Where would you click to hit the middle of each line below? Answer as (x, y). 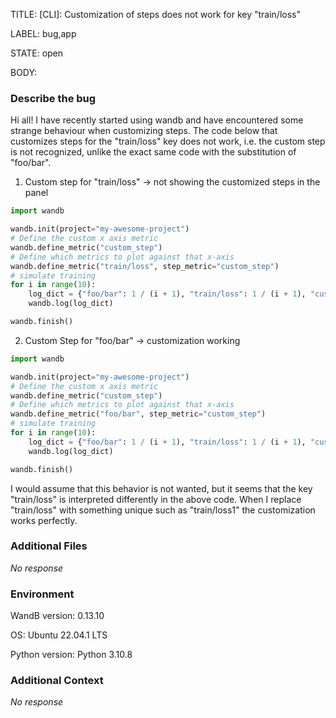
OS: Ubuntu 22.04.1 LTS (59, 635)
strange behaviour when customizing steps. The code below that (144, 131)
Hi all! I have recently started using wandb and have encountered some (157, 120)
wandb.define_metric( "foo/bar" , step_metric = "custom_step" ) (138, 414)
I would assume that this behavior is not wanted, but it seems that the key (161, 488)
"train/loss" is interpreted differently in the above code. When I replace (156, 499)
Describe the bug (53, 98)
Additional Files (49, 546)
